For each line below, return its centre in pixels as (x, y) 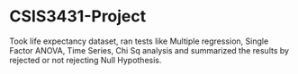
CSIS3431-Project (78, 16)
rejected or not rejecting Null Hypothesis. (86, 60)
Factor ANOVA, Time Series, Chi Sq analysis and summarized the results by (149, 50)
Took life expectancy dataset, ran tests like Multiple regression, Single (139, 41)
